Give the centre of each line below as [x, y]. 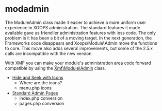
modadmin [27, 9]
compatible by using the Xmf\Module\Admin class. [56, 68]
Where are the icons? [40, 83]
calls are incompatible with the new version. [49, 53]
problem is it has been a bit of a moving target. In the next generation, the [78, 38]
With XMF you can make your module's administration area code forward [78, 63]
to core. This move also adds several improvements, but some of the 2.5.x [79, 48]
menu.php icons [35, 88]
